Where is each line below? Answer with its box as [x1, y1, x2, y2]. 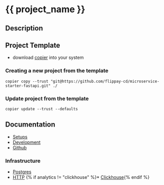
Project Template [5, 41, 60, 49]
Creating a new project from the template [5, 67, 109, 74]
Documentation [5, 120, 56, 129]
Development [12, 139, 41, 145]
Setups [12, 134, 28, 140]
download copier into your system [12, 54, 84, 60]
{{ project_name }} [5, 4, 86, 15]
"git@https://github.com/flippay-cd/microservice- [50, 79, 159, 84]
